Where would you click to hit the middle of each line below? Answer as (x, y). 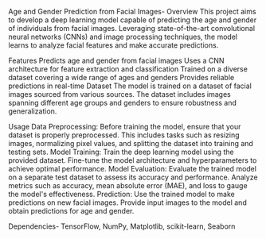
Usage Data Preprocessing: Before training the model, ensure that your (125, 127)
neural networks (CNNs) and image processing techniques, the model (123, 37)
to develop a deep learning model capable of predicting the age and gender (133, 20)
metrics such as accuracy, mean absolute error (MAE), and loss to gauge (128, 185)
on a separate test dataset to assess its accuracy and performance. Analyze (133, 177)
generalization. (33, 111)
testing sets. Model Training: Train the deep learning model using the (121, 152)
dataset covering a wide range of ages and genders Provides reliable (121, 77)
